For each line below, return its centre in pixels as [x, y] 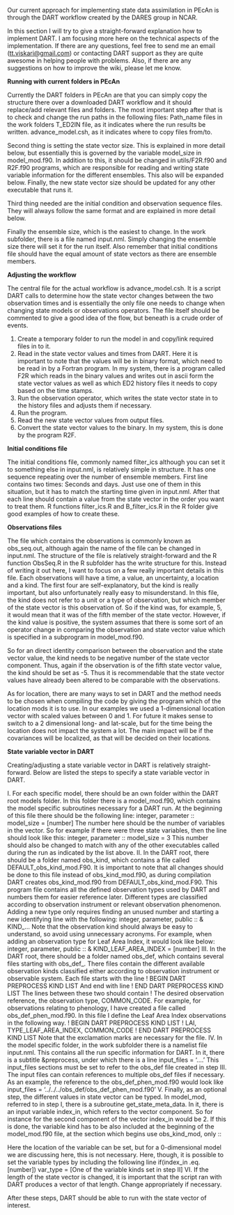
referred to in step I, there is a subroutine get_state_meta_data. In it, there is [116, 1104]
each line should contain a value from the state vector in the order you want [116, 499]
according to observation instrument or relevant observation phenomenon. [114, 904]
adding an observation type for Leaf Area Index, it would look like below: [111, 941]
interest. [19, 1205]
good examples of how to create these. [63, 514]
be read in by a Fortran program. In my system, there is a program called [121, 368]
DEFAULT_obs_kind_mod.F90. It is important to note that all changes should [116, 867]
